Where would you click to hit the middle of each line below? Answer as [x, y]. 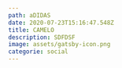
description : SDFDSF [42, 37]
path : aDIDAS [30, 15]
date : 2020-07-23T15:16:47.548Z [61, 23]
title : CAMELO [31, 30]
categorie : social [38, 52]
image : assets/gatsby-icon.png [59, 45]
